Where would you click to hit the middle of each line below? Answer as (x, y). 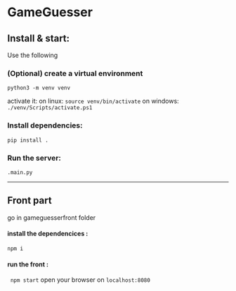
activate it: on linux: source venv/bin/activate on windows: (93, 101)
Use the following (33, 55)
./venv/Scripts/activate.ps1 (50, 108)
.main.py (20, 172)
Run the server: (34, 158)
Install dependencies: (45, 125)
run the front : (28, 264)
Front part (29, 200)
